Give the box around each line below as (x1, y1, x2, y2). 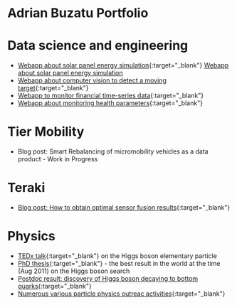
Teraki (7, 180, 46, 196)
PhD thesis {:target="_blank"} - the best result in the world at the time (17, 259, 221, 267)
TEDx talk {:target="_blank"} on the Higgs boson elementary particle (17, 251, 217, 260)
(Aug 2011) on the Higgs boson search (17, 267, 130, 275)
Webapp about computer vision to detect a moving (17, 76, 167, 85)
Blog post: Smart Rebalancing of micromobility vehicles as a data (17, 147, 209, 156)
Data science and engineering (7, 38, 189, 54)
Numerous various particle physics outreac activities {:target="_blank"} (17, 289, 226, 298)
